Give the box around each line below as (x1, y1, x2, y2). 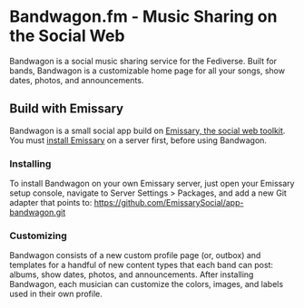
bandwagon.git (9, 207, 66, 218)
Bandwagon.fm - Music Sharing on (9, 6, 278, 27)
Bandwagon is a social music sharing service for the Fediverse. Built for (9, 55, 278, 66)
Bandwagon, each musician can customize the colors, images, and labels (9, 279, 284, 290)
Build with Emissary (9, 101, 124, 117)
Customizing (9, 229, 67, 242)
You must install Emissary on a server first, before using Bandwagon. (9, 134, 268, 146)
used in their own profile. (9, 288, 103, 300)
